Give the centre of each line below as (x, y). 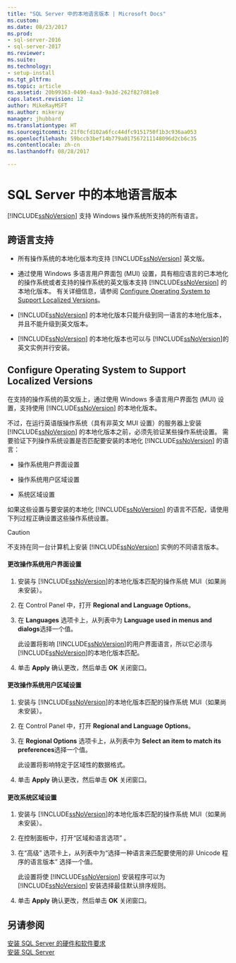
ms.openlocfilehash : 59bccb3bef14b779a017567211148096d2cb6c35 (102, 138)
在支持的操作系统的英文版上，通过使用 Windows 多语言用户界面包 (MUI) (112, 399)
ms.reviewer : (26, 54)
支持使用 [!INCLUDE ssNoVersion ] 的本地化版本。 (90, 408)
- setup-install (31, 73)
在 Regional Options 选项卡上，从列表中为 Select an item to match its (119, 741)
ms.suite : (22, 60)
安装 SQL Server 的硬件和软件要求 (57, 943)
